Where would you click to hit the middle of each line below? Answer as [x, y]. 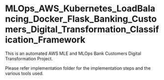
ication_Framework [45, 40]
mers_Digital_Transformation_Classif [82, 29]
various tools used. [24, 73]
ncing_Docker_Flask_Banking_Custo [81, 19]
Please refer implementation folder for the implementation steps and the [78, 68]
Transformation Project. [29, 58]
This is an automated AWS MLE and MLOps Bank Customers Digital [73, 53]
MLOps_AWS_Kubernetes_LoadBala [80, 9]
